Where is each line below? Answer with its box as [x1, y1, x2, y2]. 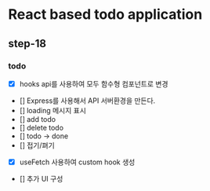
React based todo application [8, 6, 203, 24]
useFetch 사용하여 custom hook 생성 [19, 157, 136, 167]
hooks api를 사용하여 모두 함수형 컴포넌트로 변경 [19, 79, 168, 88]
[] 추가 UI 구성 [19, 174, 63, 183]
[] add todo [19, 114, 56, 123]
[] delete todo [19, 123, 64, 132]
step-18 [8, 37, 47, 50]
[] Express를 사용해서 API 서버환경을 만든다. [19, 96, 156, 105]
